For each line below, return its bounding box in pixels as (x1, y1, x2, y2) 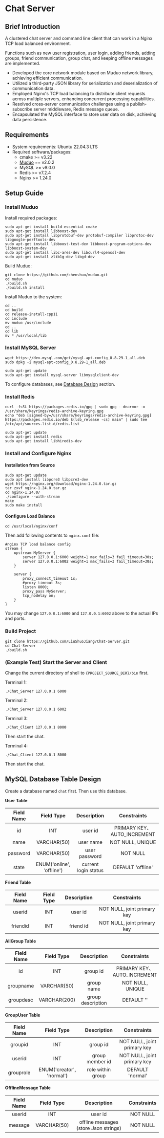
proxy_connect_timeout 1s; (22, 576, 78, 581)
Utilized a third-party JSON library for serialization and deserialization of (12, 80, 158, 86)
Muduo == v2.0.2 (19, 159, 55, 165)
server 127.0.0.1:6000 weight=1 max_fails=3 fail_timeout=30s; (22, 555, 154, 560)
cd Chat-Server (5, 643, 36, 648)
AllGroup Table (5, 938, 36, 944)
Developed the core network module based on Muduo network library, (12, 70, 154, 76)
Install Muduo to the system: (5, 294, 62, 300)
